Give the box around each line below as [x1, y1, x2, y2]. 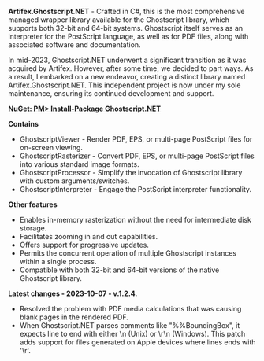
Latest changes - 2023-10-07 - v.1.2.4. [8, 289, 138, 298]
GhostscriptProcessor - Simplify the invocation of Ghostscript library [19, 168, 243, 177]
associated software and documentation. [8, 40, 141, 50]
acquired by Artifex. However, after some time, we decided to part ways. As [8, 64, 254, 73]
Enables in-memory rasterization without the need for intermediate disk [19, 215, 252, 224]
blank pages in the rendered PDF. [19, 312, 128, 322]
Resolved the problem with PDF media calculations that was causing [19, 304, 242, 313]
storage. [19, 223, 47, 233]
